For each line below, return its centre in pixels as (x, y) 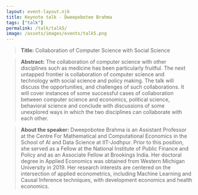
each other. (35, 118)
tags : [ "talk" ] (25, 22)
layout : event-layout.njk (38, 12)
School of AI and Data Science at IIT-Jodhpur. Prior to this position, (102, 142)
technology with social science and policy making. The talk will (97, 81)
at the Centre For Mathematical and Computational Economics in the (104, 136)
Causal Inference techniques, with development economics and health (106, 180)
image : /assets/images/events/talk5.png (57, 34)
